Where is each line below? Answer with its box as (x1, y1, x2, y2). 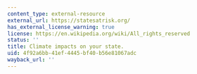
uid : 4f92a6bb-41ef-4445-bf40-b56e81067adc (7, 50, 137, 57)
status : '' (7, 37, 39, 44)
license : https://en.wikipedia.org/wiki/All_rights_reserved (7, 30, 191, 37)
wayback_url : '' (7, 56, 55, 63)
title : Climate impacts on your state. (7, 43, 125, 50)
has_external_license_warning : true (7, 23, 115, 30)
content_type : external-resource (7, 10, 106, 18)
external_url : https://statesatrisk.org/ (7, 17, 131, 24)
